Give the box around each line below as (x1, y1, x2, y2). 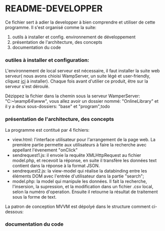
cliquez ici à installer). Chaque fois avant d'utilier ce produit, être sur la (5, 78, 149, 84)
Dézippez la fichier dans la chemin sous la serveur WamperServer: (5, 93, 140, 99)
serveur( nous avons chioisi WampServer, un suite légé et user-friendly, (5, 73, 151, 79)
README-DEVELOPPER (5, 3, 103, 14)
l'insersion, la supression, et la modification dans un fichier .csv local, (12, 183, 154, 189)
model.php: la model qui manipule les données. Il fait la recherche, (12, 178, 147, 184)
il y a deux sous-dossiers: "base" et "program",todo (5, 104, 110, 110)
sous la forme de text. (12, 194, 57, 200)
